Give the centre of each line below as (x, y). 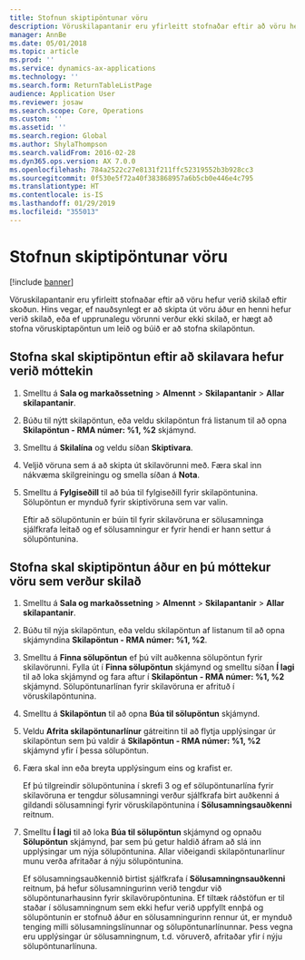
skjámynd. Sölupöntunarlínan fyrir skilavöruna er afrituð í (128, 687)
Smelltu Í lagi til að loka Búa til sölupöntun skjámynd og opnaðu (142, 832)
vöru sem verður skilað (76, 581)
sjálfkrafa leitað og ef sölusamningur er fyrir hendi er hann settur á (147, 529)
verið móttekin (51, 372)
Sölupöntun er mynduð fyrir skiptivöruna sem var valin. (125, 502)
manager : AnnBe (38, 34)
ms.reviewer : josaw (46, 102)
